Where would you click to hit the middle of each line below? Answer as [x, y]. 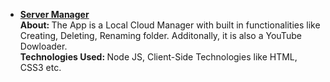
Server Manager [54, 14]
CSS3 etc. [40, 67]
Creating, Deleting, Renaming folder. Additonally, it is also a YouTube [160, 35]
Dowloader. [43, 46]
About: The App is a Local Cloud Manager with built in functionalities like [170, 25]
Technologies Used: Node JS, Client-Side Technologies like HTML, [158, 57]
